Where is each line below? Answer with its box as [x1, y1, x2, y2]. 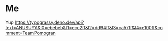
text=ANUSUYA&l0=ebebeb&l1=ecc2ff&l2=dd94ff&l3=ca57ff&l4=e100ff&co [5, 24, 163, 30]
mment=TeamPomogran [5, 30, 56, 36]
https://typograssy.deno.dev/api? [14, 19, 84, 25]
